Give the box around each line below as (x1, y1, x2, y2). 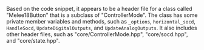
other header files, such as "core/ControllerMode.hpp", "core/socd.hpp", (6, 31, 188, 38)
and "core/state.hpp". (6, 37, 60, 44)
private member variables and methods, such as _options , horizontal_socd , (6, 18, 196, 25)
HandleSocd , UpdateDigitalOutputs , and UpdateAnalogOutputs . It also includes (6, 24, 197, 31)
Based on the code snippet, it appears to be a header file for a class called (6, 5, 192, 12)
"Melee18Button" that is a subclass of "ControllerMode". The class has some (6, 11, 198, 19)
